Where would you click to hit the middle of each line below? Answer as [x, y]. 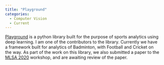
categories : [17, 14]
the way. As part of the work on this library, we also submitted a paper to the [82, 52]
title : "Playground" [26, 9]
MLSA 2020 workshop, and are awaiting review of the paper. [66, 57]
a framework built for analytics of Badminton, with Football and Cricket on [80, 47]
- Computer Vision [28, 18]
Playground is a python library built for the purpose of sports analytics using [82, 37]
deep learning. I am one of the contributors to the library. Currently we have [81, 42]
